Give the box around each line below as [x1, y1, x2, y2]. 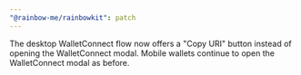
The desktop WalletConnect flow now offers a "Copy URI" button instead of [9, 38, 293, 49]
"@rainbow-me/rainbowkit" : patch [9, 13, 136, 23]
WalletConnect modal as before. [9, 57, 130, 68]
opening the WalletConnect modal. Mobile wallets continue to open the [9, 47, 276, 59]
